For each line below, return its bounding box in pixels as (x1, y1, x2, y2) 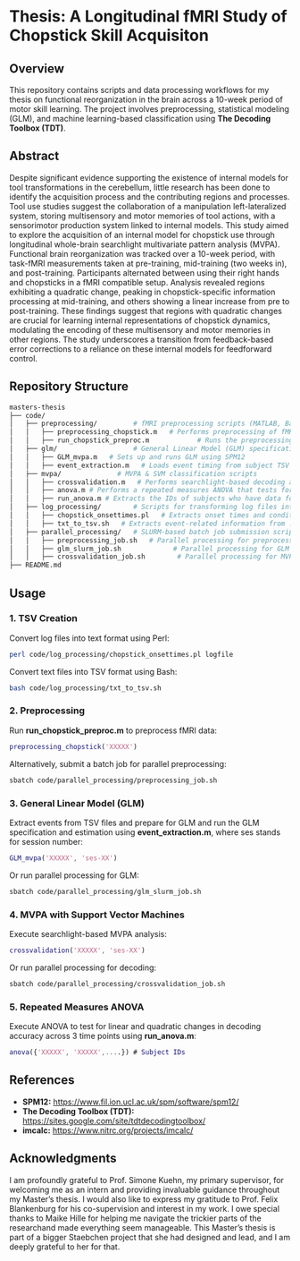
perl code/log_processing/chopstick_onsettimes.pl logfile (9, 650, 234, 659)
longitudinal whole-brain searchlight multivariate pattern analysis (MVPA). (9, 239, 280, 250)
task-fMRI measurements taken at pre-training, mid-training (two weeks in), (9, 258, 287, 268)
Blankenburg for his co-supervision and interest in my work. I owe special (9, 1203, 279, 1214)
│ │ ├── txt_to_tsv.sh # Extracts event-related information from (9, 519, 286, 528)
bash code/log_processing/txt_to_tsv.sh (9, 683, 162, 693)
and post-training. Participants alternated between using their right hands (9, 267, 279, 278)
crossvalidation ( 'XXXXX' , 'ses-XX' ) (9, 946, 146, 955)
